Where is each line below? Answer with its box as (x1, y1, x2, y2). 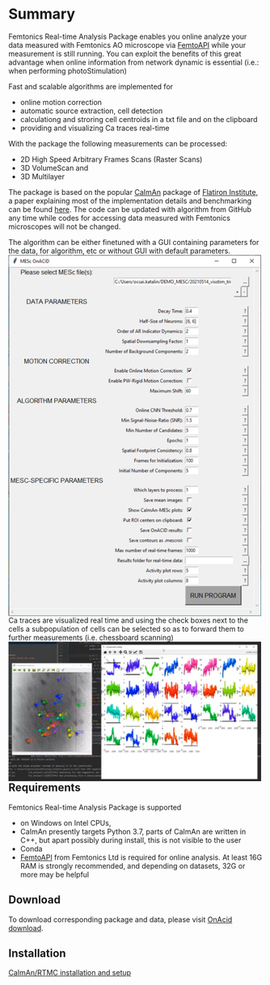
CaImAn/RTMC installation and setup (8, 968, 132, 978)
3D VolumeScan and (19, 163, 89, 172)
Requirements (8, 781, 81, 795)
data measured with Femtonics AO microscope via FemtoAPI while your (8, 40, 247, 49)
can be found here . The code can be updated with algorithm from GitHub (8, 204, 252, 214)
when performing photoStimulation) (8, 66, 128, 75)
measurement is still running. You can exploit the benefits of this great (8, 49, 242, 58)
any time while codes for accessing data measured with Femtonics (8, 213, 230, 222)
